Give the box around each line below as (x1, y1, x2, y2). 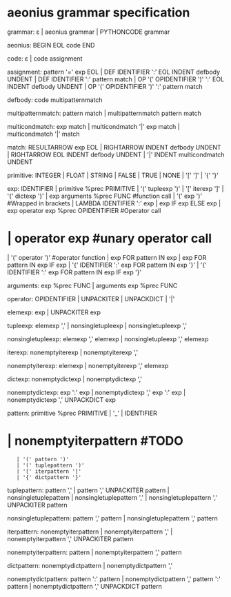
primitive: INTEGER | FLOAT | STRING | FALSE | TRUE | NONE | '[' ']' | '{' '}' (7, 171, 219, 179)
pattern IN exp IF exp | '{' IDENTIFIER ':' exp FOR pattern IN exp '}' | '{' (7, 261, 207, 269)
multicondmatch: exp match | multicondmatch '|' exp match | (7, 122, 181, 130)
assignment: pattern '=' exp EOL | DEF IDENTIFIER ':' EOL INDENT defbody (7, 68, 221, 76)
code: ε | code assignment (7, 54, 83, 63)
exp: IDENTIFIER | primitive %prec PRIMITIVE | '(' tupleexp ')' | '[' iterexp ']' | (7, 184, 224, 192)
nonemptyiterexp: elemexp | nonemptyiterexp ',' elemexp (7, 361, 169, 370)
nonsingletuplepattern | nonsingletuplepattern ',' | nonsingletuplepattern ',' (7, 493, 218, 501)
